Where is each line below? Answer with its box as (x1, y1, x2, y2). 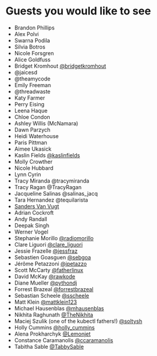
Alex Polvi (14, 30, 40, 37)
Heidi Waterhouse (14, 132, 59, 139)
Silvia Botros (14, 43, 46, 50)
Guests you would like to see (5, 4, 151, 18)
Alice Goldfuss (14, 56, 51, 63)
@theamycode (14, 75, 51, 82)
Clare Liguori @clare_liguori (14, 241, 83, 248)
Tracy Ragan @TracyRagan (14, 183, 82, 190)
